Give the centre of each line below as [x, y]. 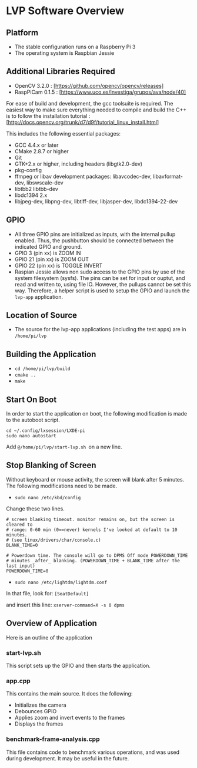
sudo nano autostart [31, 436]
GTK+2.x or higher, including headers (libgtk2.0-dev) [79, 164]
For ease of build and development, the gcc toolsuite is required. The [90, 103]
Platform [22, 33]
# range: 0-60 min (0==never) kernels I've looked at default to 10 [92, 530]
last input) [21, 566]
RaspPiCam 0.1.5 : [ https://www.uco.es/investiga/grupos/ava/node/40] [100, 92]
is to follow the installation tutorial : [48, 116]
